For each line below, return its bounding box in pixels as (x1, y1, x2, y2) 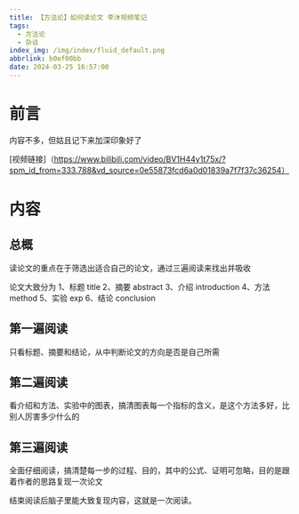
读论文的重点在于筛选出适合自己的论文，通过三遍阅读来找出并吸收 (9, 262, 251, 273)
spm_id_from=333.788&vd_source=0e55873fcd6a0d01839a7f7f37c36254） (9, 165, 290, 175)
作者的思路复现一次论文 (16, 477, 103, 487)
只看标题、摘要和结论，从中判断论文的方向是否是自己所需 (9, 346, 220, 357)
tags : (9, 21, 29, 30)
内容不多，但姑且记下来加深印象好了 (9, 134, 142, 145)
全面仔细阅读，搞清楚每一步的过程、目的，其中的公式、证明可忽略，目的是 (9, 465, 282, 476)
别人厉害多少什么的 (9, 411, 80, 422)
